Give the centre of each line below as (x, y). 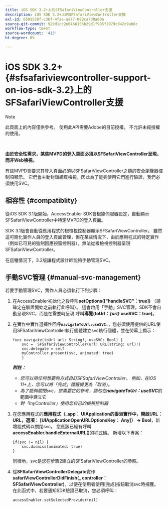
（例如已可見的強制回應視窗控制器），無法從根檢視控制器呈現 (68, 243)
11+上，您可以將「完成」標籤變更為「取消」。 (66, 385)
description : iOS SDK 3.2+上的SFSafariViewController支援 (66, 15)
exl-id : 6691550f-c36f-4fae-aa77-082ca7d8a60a (55, 19)
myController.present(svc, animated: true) (68, 353)
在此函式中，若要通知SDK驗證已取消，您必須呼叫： (65, 490)
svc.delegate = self (43, 349)
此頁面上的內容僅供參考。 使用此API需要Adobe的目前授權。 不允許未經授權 (83, 127)
